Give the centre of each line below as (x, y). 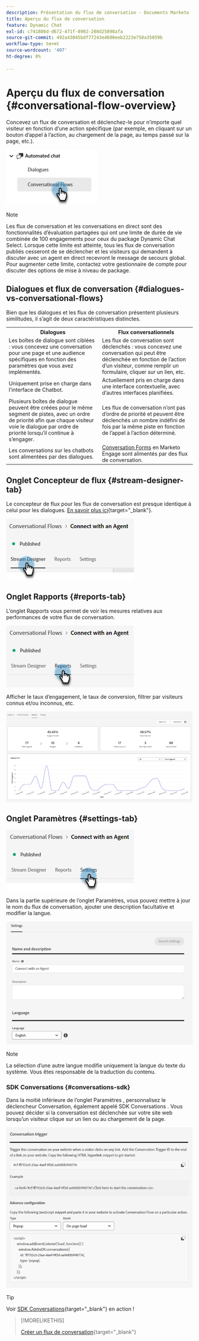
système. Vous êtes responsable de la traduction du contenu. (81, 1072)
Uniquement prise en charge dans (50, 383)
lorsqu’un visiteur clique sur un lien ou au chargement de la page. (86, 1119)
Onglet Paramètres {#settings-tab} (72, 819)
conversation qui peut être (134, 353)
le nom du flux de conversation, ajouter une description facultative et (90, 907)
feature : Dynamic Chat (34, 25)
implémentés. (25, 372)
